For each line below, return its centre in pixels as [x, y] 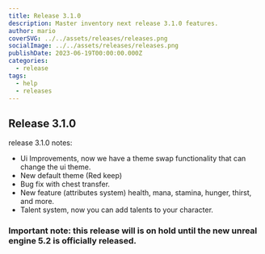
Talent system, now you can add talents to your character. [117, 210]
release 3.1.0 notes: [40, 143]
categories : [28, 61]
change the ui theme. [55, 167]
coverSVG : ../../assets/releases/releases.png [88, 38]
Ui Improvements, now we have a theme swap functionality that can [133, 159]
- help [27, 83]
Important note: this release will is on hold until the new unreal [133, 231]
